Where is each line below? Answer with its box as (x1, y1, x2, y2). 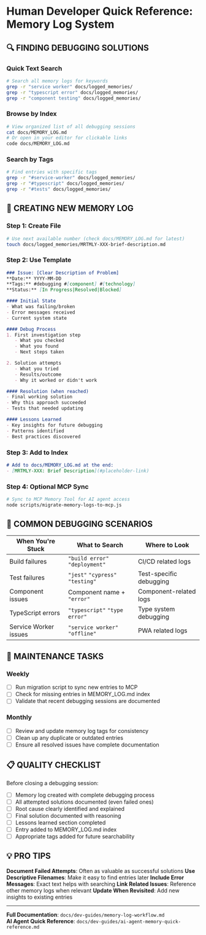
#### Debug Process (6, 326, 56, 332)
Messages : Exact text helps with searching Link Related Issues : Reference (6, 880, 196, 888)
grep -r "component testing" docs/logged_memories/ (6, 95, 141, 101)
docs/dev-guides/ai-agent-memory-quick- (76, 918, 181, 925)
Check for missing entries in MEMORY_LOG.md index (15, 691, 150, 698)
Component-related (137, 588, 196, 596)
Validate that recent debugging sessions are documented (15, 697, 161, 705)
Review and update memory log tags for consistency (15, 727, 149, 734)
